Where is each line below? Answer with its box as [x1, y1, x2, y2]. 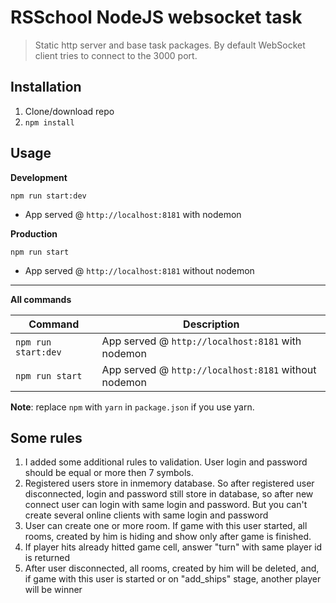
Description [183, 317, 240, 331]
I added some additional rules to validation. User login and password [24, 456, 308, 468]
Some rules [10, 429, 83, 446]
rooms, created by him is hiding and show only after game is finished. [24, 531, 312, 543]
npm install [24, 117, 75, 128]
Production [10, 227, 58, 240]
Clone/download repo [24, 105, 115, 117]
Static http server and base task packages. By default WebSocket [34, 39, 306, 51]
